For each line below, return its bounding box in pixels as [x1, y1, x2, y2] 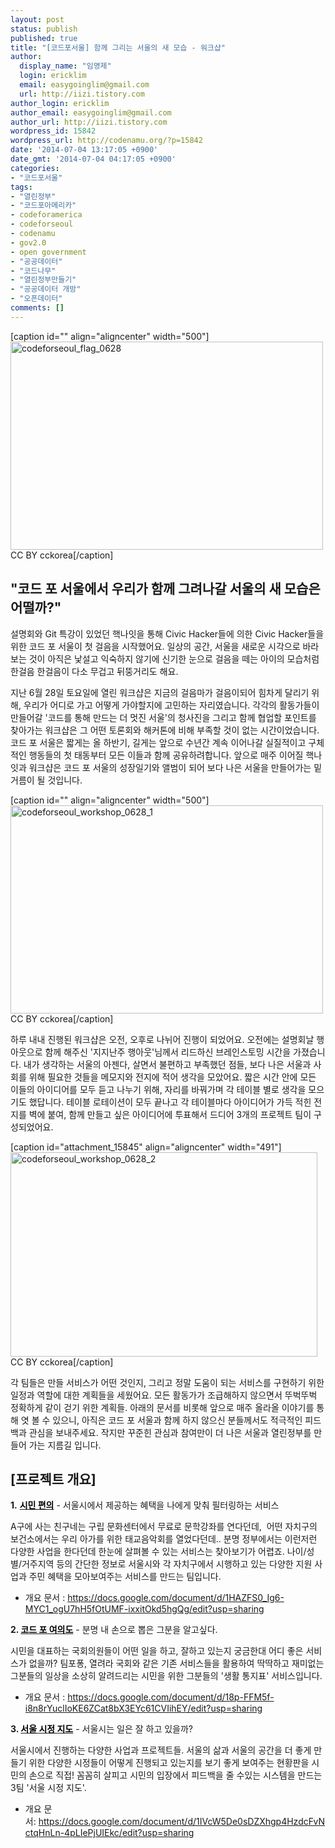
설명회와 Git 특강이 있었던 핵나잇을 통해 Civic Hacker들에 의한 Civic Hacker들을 [10, 627, 325, 640]
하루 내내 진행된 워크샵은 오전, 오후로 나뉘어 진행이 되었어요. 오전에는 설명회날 [10, 1033, 315, 1045]
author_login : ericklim [10, 98, 110, 108]
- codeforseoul [10, 219, 74, 230]
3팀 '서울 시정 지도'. [10, 1782, 87, 1794]
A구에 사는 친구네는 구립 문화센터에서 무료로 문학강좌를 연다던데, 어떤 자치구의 [10, 1521, 318, 1533]
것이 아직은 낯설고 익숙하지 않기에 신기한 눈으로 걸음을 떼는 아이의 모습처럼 [28, 652, 320, 665]
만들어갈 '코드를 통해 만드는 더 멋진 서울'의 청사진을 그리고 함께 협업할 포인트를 [10, 711, 317, 723]
